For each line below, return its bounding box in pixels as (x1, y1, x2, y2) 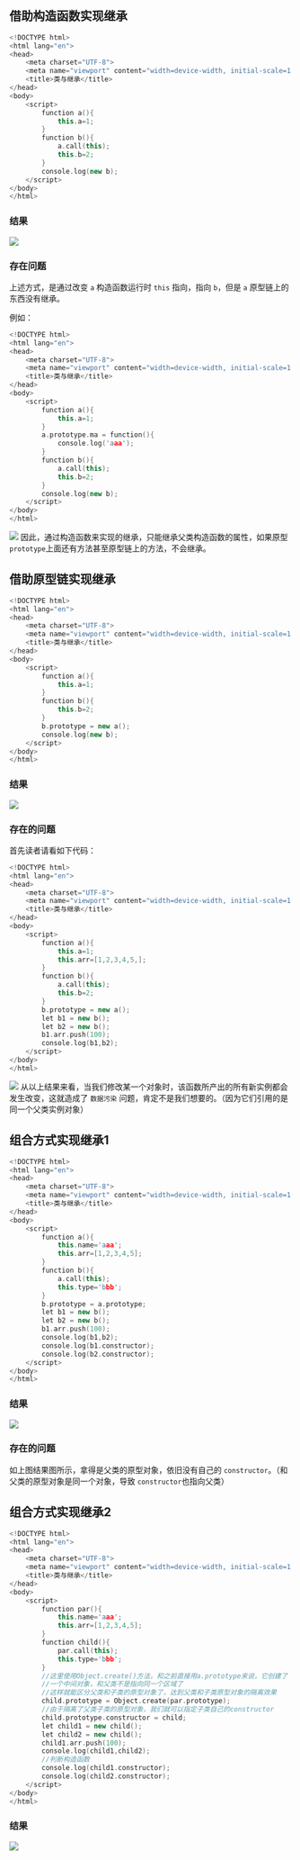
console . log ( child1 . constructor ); (41, 1764, 171, 1773)
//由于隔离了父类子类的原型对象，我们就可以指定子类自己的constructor (41, 1705, 275, 1714)
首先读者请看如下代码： (9, 844, 96, 855)
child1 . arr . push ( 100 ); (41, 1738, 127, 1747)
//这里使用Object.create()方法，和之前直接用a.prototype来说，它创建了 (41, 1671, 288, 1681)
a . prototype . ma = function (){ (41, 430, 154, 439)
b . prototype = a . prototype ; (41, 1299, 146, 1308)
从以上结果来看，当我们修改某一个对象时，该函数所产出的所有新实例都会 (20, 1081, 288, 1092)
